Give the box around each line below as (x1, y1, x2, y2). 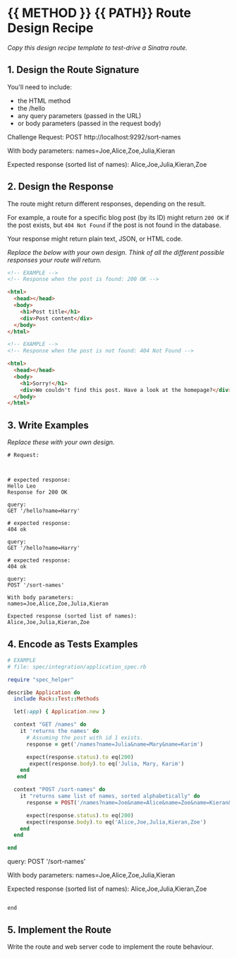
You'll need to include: (7, 83, 72, 91)
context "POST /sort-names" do (13, 786, 106, 793)
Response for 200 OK (7, 489, 68, 496)
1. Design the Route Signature (7, 64, 140, 76)
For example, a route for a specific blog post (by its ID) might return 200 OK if (7, 213, 229, 221)
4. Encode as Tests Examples (7, 638, 138, 650)
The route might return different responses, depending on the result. (7, 200, 206, 208)
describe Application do (7, 688, 80, 696)
